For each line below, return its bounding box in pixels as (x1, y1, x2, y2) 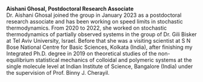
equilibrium (6, 57, 35, 63)
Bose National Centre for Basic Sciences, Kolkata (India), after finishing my (6, 43, 193, 51)
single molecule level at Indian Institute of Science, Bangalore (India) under (6, 63, 193, 70)
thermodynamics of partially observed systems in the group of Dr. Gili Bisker (6, 31, 197, 38)
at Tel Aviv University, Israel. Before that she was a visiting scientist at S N (6, 37, 191, 44)
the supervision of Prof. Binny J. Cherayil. (6, 69, 110, 76)
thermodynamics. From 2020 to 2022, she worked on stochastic (6, 24, 167, 31)
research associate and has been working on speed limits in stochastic (6, 18, 183, 25)
